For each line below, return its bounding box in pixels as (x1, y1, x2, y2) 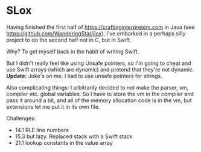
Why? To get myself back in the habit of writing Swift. (6, 47, 139, 55)
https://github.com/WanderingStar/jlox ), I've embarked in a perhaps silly (6, 29, 186, 37)
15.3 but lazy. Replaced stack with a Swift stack (14, 133, 133, 140)
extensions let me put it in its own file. (6, 103, 100, 110)
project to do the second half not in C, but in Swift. (6, 36, 132, 43)
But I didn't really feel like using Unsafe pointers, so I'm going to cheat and (6, 59, 191, 67)
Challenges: (6, 115, 36, 122)
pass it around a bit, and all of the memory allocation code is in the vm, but (6, 97, 192, 104)
